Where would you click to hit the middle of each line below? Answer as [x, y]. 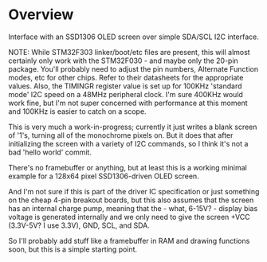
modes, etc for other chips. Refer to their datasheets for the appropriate [126, 77]
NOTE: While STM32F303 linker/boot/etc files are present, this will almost [129, 52]
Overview [41, 15]
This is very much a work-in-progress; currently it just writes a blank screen [133, 127]
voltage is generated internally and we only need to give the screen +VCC [130, 217]
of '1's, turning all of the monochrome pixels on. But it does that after [121, 135]
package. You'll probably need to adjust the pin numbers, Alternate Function [133, 68]
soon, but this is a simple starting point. [73, 249]
